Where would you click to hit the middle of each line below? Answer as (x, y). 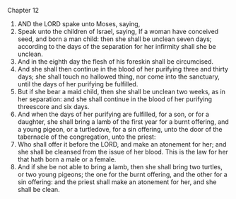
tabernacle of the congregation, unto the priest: (87, 137)
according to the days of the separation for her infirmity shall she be (117, 46)
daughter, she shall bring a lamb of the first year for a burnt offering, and (123, 122)
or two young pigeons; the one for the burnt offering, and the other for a (122, 174)
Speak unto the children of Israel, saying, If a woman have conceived (118, 32)
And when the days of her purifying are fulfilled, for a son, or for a (113, 114)
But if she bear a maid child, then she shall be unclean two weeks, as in (122, 92)
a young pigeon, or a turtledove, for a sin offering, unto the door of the (120, 129)
